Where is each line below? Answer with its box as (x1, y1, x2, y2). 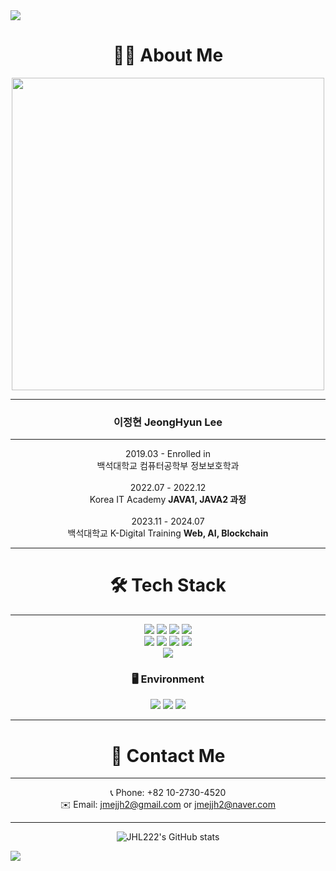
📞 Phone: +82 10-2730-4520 (109, 787, 227, 799)
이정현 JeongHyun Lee (113, 415, 223, 429)
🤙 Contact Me (110, 744, 226, 767)
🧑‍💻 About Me (112, 44, 224, 67)
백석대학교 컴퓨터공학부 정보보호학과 (96, 460, 240, 472)
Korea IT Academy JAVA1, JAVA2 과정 (89, 494, 247, 506)
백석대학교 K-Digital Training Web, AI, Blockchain (67, 527, 269, 539)
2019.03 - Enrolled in (124, 448, 212, 460)
